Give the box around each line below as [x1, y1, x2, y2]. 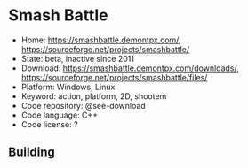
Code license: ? [20, 118, 78, 129]
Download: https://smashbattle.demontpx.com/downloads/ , [20, 63, 239, 73]
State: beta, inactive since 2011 [20, 53, 135, 64]
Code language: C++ [20, 110, 99, 120]
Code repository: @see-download [20, 100, 146, 111]
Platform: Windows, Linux [20, 81, 116, 92]
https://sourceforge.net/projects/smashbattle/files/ [20, 72, 208, 82]
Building [8, 145, 55, 160]
